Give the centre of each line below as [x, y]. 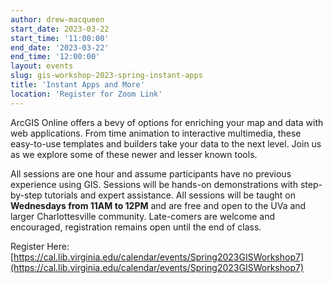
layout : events [42, 66]
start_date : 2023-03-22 [60, 29]
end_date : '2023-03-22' [60, 47]
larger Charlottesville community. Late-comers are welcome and [142, 216]
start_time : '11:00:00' [60, 38]
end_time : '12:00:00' [55, 57]
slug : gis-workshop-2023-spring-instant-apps [106, 76]
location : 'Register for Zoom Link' [86, 94]
